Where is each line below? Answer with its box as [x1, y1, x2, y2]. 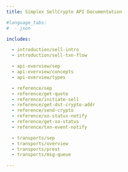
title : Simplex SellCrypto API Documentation [6, 8, 122, 15]
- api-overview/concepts [11, 69, 74, 75]
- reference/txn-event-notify [11, 124, 87, 130]
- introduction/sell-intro [11, 47, 79, 53]
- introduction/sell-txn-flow [11, 52, 87, 59]
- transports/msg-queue [11, 152, 71, 158]
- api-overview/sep [11, 64, 61, 70]
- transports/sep [11, 135, 55, 141]
